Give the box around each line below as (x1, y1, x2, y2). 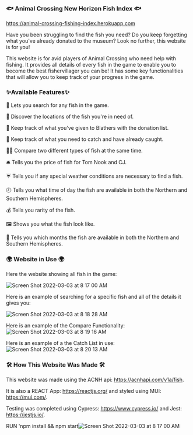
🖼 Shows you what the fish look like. (6, 220, 95, 227)
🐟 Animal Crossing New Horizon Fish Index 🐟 (6, 4, 142, 12)
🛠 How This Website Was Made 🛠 (6, 361, 105, 369)
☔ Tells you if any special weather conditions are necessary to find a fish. (6, 172, 183, 179)
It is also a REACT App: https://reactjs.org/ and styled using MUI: (6, 388, 162, 395)
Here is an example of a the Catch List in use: (6, 339, 115, 346)
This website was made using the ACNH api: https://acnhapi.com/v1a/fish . (6, 376, 184, 384)
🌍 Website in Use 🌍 (6, 255, 65, 263)
